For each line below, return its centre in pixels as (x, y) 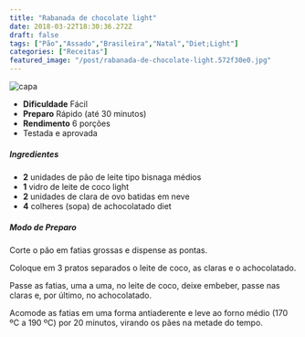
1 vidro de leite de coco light (76, 186)
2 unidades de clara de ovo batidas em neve (106, 196)
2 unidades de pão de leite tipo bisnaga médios (112, 177)
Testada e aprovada (60, 133)
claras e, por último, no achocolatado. (81, 295)
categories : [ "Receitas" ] (58, 52)
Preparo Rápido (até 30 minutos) (84, 114)
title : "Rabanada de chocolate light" (83, 18)
